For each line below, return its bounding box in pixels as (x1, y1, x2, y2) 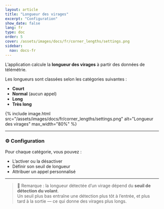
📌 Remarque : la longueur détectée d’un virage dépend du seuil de (17, 183, 151, 188)
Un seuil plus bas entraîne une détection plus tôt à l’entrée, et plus (17, 193, 150, 199)
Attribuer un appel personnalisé (12, 168, 76, 174)
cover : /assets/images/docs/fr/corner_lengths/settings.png (5, 39, 130, 44)
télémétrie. (5, 66, 27, 72)
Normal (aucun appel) (12, 91, 57, 97)
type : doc (5, 30, 25, 35)
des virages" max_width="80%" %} (5, 121, 77, 127)
